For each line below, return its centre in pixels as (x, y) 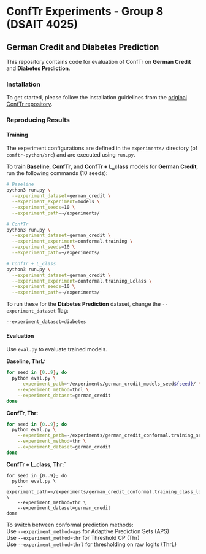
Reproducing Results (38, 120)
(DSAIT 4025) (42, 24)
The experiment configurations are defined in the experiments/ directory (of (102, 148)
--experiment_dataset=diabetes (46, 322)
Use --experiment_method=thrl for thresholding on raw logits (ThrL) (91, 544)
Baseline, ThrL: (26, 361)
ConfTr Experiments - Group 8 (85, 11)
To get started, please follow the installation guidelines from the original (97, 98)
